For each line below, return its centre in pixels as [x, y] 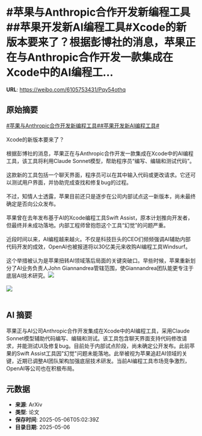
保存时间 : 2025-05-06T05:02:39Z [57, 420]
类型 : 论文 [27, 412]
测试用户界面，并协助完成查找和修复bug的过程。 [72, 182]
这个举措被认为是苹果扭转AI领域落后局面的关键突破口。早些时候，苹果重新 [98, 260]
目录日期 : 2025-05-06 [42, 427]
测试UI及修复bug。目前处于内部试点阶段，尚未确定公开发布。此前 [108, 346]
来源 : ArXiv [29, 405]
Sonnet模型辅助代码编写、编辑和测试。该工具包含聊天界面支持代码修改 [94, 338]
